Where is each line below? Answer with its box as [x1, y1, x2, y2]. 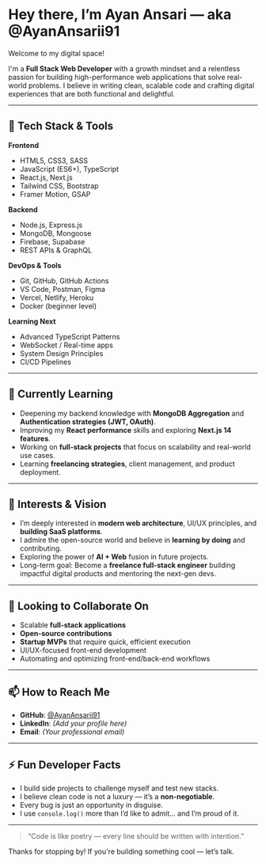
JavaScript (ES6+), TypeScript [19, 164, 120, 173]
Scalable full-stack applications [19, 620, 127, 630]
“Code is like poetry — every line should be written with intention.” [27, 831, 245, 840]
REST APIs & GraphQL [19, 245, 93, 255]
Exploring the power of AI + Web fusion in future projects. [19, 552, 209, 562]
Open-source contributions [19, 629, 112, 639]
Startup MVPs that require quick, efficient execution [19, 637, 192, 646]
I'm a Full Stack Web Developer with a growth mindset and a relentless [8, 63, 241, 73]
